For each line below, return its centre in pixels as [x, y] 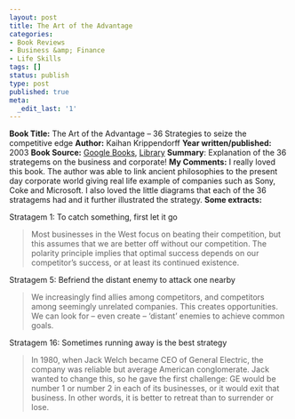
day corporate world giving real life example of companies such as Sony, [143, 181]
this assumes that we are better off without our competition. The [149, 244]
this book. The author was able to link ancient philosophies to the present [144, 172]
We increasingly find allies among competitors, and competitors [147, 297]
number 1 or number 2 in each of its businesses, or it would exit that [155, 389]
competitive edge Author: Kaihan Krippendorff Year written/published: [140, 143]
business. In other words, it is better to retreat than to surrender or [152, 398]
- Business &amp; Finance [57, 51]
